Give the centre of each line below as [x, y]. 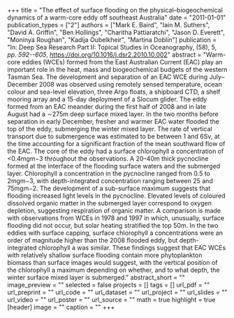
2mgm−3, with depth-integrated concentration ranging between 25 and [110, 181]
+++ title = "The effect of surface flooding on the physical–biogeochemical [115, 10]
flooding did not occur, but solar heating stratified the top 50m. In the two [113, 225]
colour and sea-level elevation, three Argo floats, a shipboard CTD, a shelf [114, 92]
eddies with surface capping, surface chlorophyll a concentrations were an [115, 233]
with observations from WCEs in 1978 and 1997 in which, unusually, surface [116, 218]
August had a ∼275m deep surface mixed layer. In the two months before [113, 114]
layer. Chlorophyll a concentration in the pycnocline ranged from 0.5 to [109, 173]
